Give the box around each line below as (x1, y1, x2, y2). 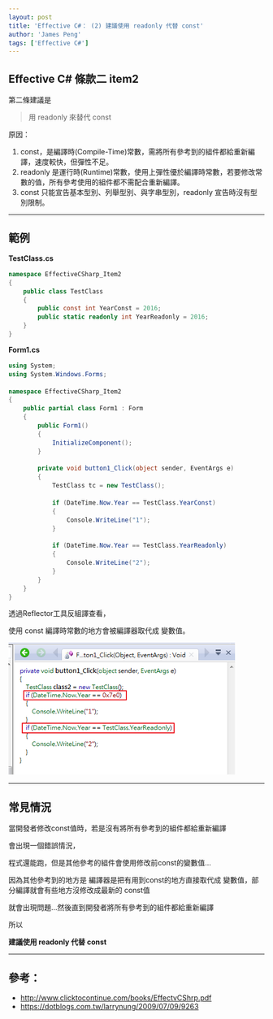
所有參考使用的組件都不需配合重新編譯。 (48, 177, 184, 187)
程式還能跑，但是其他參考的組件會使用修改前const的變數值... (8, 858, 211, 868)
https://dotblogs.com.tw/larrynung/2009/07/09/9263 (19, 1002, 199, 1011)
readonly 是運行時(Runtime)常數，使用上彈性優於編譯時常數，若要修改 (19, 167, 256, 177)
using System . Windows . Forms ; (8, 370, 107, 378)
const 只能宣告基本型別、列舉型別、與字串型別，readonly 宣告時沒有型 (19, 188, 258, 197)
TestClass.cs (8, 253, 54, 263)
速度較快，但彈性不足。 (34, 157, 114, 167)
